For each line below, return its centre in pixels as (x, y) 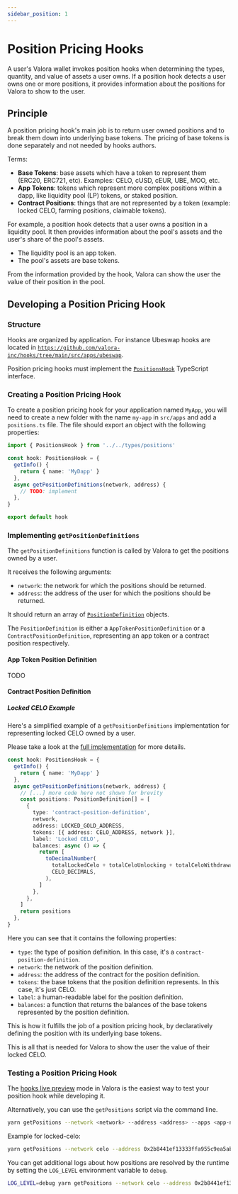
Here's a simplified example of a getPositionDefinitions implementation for (118, 726)
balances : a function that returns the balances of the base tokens (112, 1004)
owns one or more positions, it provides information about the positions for (116, 84)
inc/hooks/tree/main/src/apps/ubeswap (64, 356)
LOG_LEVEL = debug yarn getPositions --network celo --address (100, 1183)
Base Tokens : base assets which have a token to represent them (112, 173)
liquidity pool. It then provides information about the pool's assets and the (115, 232)
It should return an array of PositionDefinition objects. (89, 614)
